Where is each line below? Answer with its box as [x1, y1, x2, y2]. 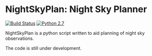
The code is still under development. [5, 45, 82, 51]
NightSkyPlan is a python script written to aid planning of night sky [5, 30, 145, 36]
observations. [5, 35, 34, 41]
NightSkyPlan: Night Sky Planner [5, 4, 147, 15]
